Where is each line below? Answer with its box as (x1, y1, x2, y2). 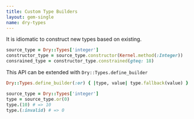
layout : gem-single (6, 14, 54, 20)
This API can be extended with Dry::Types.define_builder (6, 69, 148, 75)
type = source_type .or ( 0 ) (6, 96, 70, 102)
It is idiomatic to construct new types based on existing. (6, 36, 142, 43)
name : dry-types (6, 19, 46, 25)
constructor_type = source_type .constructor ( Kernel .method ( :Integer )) (6, 52, 183, 59)
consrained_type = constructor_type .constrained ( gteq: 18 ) (6, 58, 154, 64)
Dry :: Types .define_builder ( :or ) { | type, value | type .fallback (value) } (6, 80, 189, 86)
